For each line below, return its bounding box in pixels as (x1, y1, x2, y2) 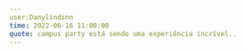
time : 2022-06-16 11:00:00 (9, 21, 110, 30)
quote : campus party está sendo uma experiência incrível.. (9, 29, 238, 38)
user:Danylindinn (9, 12, 74, 22)
